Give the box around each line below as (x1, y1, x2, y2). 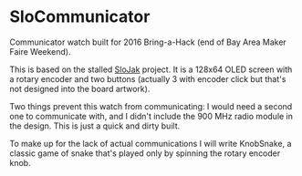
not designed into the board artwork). (9, 83, 151, 94)
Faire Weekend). (9, 46, 71, 57)
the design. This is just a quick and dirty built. (9, 120, 181, 131)
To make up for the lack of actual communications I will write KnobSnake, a (9, 138, 292, 149)
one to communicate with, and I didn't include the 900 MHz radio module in (9, 110, 294, 121)
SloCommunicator (9, 6, 151, 27)
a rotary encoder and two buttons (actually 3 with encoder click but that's (9, 73, 286, 84)
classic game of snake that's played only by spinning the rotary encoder (9, 148, 281, 159)
